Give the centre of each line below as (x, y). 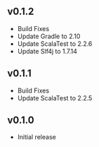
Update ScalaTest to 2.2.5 (55, 98)
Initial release (37, 137)
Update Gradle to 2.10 (49, 36)
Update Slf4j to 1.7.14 (47, 51)
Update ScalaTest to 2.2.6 (55, 43)
